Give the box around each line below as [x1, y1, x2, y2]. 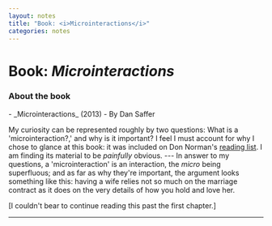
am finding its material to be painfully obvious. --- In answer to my [8, 151, 230, 160]
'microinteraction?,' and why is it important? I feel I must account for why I [8, 133, 255, 143]
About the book [8, 91, 71, 102]
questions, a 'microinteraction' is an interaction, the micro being [8, 159, 221, 168]
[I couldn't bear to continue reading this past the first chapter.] [8, 200, 216, 211]
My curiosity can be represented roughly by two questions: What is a [8, 125, 239, 134]
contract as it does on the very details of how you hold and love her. [8, 185, 236, 194]
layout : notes [8, 11, 57, 20]
